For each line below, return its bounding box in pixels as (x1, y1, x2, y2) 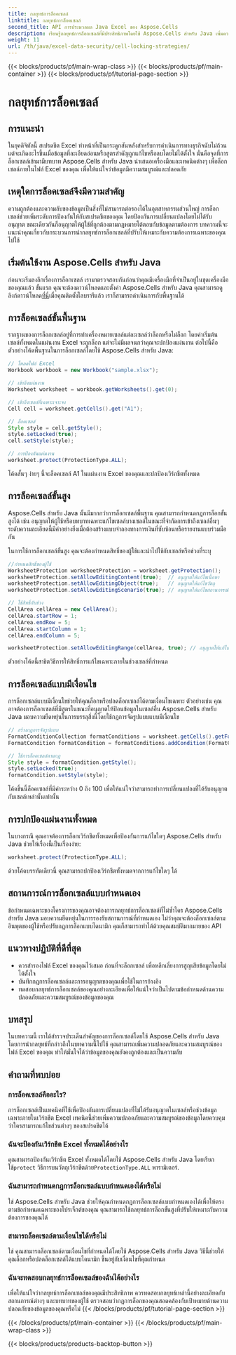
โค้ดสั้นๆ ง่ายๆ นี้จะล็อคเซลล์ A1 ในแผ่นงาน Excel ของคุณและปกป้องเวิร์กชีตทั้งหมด (8, 469, 200, 477)
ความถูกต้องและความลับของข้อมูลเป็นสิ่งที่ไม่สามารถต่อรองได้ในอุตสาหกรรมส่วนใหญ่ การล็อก (8, 204, 219, 213)
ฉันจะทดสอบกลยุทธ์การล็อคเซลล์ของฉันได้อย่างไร (8, 1272, 139, 1282)
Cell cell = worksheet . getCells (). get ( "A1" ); (8, 405, 143, 412)
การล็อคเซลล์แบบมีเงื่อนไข (8, 678, 97, 690)
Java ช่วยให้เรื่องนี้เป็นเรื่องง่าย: (8, 840, 81, 848)
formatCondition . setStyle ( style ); (8, 772, 109, 779)
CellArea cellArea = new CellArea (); (8, 606, 118, 613)
